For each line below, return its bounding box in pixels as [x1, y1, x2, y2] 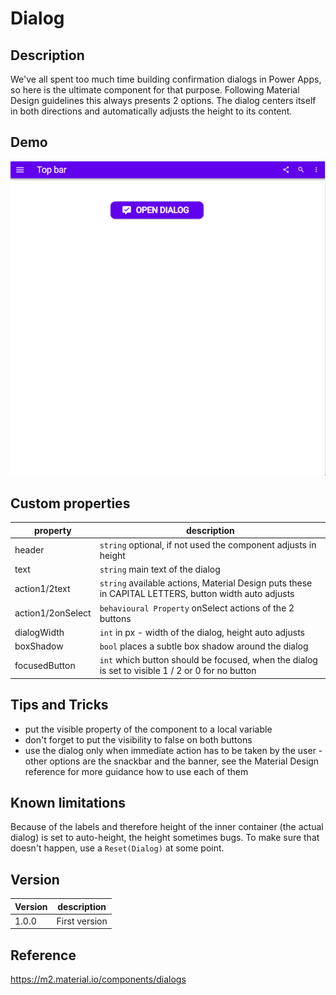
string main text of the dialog [99, 563, 221, 576]
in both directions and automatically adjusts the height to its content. [10, 105, 293, 117]
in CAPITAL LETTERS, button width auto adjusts [99, 588, 295, 600]
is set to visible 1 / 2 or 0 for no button [99, 665, 257, 677]
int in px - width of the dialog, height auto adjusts [99, 626, 305, 638]
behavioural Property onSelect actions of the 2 [99, 602, 295, 614]
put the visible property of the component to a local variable [24, 723, 273, 735]
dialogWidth [14, 626, 65, 638]
